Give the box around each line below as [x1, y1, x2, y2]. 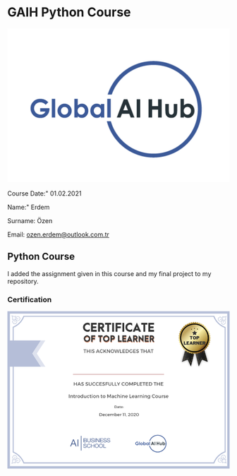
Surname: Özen [7, 216, 53, 225]
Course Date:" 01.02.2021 [7, 189, 82, 198]
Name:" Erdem [7, 203, 50, 211]
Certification [7, 294, 52, 304]
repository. [7, 277, 39, 285]
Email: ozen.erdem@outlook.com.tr [7, 230, 109, 239]
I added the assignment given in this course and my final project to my [7, 269, 212, 278]
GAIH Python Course [7, 4, 131, 20]
